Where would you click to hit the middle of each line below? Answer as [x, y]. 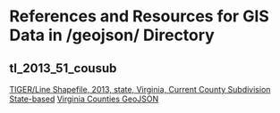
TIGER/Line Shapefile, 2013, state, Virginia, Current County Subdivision [140, 89]
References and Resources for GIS [140, 16]
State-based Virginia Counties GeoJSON [84, 99]
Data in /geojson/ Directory [112, 35]
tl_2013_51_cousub [63, 68]
